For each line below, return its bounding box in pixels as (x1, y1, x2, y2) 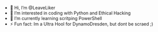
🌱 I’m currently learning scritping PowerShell (10, 15, 102, 21)
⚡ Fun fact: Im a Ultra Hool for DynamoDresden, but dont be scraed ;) (10, 21, 153, 27)
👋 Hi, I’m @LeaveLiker (10, 5, 56, 10)
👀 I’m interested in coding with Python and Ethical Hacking (10, 10, 131, 16)
